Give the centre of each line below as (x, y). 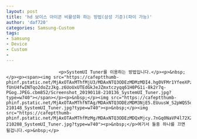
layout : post (22, 11)
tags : (13, 33)
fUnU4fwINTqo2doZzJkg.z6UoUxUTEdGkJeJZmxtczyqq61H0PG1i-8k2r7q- (86, 87)
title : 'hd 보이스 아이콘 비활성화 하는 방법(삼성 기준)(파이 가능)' (79, 17)
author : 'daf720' (27, 22)
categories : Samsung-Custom (40, 28)
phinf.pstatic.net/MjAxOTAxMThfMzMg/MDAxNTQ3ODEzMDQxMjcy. (80, 118)
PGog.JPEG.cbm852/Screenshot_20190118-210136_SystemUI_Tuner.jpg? (89, 92)
